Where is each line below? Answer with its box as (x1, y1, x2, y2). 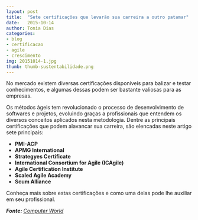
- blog (6, 36, 22, 42)
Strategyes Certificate (14, 153, 71, 160)
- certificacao (6, 42, 44, 48)
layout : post (6, 8, 38, 15)
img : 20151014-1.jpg (6, 58, 57, 64)
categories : (6, 31, 35, 37)
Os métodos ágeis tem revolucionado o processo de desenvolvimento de (6, 104, 184, 111)
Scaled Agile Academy (14, 172, 72, 179)
